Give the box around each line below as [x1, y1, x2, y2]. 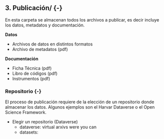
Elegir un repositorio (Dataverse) [12, 119, 78, 125]
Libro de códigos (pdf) [12, 70, 58, 76]
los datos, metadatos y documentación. [5, 22, 85, 28]
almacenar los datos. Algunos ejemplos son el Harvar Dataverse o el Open [5, 104, 155, 110]
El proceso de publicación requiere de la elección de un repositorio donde [5, 99, 154, 105]
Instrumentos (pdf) [12, 75, 50, 81]
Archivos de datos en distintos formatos [12, 41, 93, 47]
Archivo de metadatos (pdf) [12, 46, 68, 52]
